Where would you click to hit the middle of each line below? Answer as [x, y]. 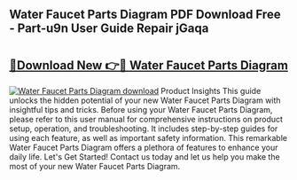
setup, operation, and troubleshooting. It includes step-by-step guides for [144, 129]
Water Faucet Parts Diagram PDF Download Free [145, 15]
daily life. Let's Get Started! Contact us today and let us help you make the [145, 157]
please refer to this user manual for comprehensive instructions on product [146, 119]
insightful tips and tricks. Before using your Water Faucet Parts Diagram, [141, 110]
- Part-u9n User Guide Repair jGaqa [109, 29]
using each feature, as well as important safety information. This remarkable [148, 138]
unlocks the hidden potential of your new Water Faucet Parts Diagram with [145, 100]
